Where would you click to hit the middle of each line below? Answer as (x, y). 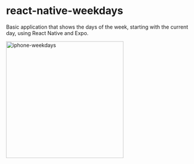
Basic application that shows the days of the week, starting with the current (97, 27)
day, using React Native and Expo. (47, 33)
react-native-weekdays (65, 11)
